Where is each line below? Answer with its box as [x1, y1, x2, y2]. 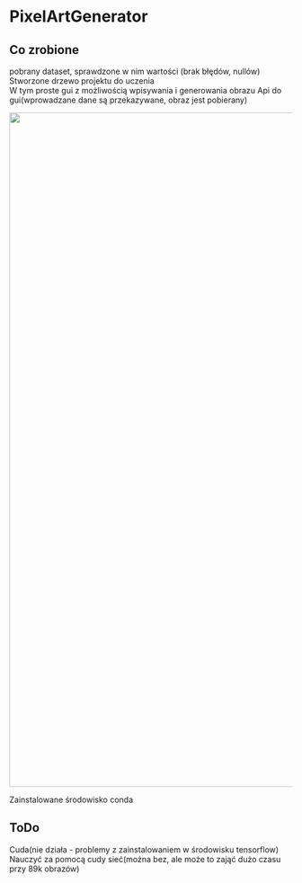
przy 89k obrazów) [9, 863, 80, 874]
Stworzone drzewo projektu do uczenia [9, 76, 155, 86]
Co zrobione [9, 42, 79, 58]
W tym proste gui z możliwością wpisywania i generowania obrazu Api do [9, 85, 282, 95]
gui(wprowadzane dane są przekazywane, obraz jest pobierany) [9, 94, 248, 105]
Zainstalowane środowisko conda [9, 794, 134, 805]
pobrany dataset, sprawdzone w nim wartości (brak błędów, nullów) [9, 66, 261, 76]
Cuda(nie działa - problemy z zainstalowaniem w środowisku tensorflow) [9, 843, 280, 855]
